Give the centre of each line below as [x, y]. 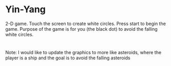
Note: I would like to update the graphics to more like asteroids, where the [83, 53]
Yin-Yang [26, 9]
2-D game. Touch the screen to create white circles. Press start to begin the [85, 24]
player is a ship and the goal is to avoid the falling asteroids [68, 58]
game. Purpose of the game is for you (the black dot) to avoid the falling [81, 29]
